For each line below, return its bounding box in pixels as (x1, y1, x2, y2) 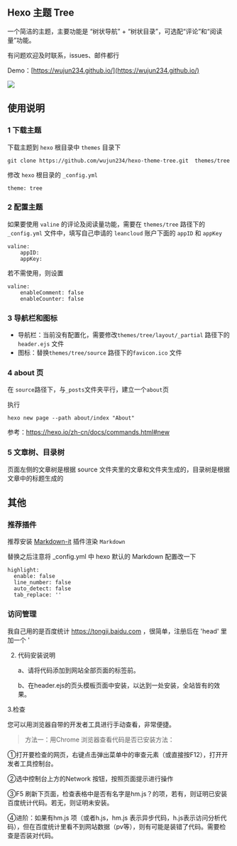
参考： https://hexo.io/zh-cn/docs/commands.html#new (7, 428, 170, 437)
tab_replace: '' (13, 591, 62, 599)
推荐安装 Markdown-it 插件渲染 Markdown (7, 537, 126, 546)
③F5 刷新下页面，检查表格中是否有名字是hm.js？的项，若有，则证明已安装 (7, 789, 228, 798)
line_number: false (13, 579, 72, 587)
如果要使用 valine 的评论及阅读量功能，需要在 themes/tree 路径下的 (7, 220, 206, 228)
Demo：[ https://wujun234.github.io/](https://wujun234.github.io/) (7, 66, 200, 75)
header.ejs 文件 (17, 340, 65, 348)
